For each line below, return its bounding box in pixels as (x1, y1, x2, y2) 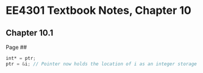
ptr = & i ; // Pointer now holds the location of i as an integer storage (5, 61, 198, 67)
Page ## (5, 43, 27, 51)
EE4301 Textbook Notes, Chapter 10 (5, 4, 191, 17)
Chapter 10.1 (5, 28, 54, 38)
